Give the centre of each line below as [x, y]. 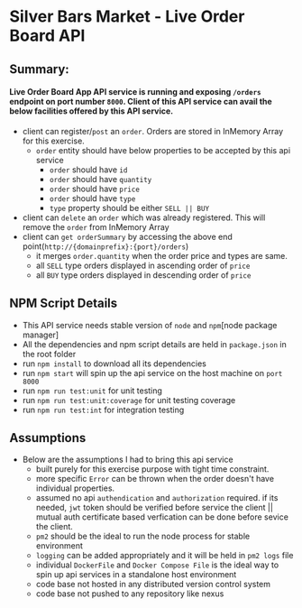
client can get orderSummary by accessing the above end [127, 236]
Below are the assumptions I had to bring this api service [128, 460]
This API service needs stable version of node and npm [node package [150, 325]
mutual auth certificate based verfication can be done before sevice [162, 517]
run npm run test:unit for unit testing [92, 391]
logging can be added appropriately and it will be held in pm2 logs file [165, 556]
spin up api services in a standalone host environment [136, 575]
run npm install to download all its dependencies [114, 364]
